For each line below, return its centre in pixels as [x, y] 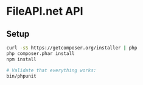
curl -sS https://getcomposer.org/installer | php [72, 48]
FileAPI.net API [45, 11]
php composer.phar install [40, 53]
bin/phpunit [21, 76]
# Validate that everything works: [51, 70]
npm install [21, 59]
